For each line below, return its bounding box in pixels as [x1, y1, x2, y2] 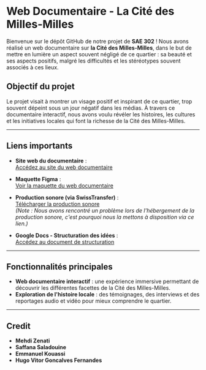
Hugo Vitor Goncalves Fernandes [15, 357, 102, 364]
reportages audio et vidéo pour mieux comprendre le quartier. [15, 297, 172, 304]
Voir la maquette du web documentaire [15, 182, 113, 189]
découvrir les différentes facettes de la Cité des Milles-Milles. [15, 284, 170, 292]
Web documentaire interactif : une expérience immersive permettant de [15, 277, 199, 285]
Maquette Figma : [15, 175, 61, 183]
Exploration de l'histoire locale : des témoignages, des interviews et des [15, 291, 200, 298]
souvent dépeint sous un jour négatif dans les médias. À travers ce [6, 104, 175, 111]
